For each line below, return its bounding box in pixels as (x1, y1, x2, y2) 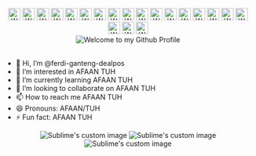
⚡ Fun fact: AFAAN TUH (15, 113, 93, 122)
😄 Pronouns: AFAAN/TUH (15, 103, 101, 113)
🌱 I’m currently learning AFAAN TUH (15, 75, 133, 85)
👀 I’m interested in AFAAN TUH (15, 67, 116, 76)
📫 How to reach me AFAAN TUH (15, 93, 123, 101)
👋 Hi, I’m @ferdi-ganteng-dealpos (15, 59, 126, 67)
